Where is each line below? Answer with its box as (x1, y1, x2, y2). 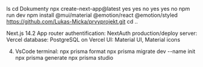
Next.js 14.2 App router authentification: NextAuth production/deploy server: (6, 30, 198, 37)
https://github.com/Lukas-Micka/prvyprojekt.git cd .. (6, 18, 138, 25)
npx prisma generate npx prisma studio (15, 54, 114, 61)
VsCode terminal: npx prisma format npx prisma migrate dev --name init (15, 48, 196, 55)
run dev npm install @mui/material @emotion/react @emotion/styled (6, 11, 178, 19)
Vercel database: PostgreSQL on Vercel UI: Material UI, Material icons (6, 36, 181, 43)
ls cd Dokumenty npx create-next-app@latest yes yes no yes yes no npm (6, 5, 190, 12)
